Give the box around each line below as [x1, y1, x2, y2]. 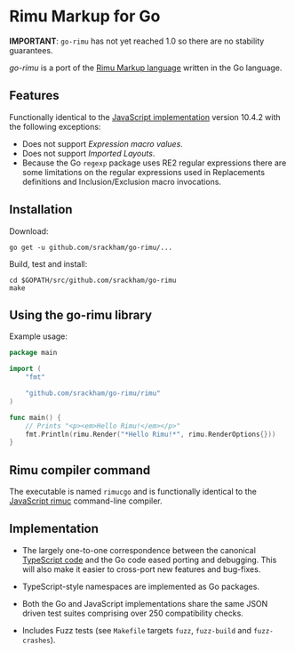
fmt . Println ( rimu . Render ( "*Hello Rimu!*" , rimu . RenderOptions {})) [25, 430, 276, 439]
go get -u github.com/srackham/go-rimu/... [9, 243, 173, 252]
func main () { [9, 413, 62, 422]
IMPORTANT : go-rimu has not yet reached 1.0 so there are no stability [9, 36, 265, 46]
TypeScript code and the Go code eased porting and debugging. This [21, 554, 277, 565]
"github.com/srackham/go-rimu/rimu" [25, 389, 162, 398]
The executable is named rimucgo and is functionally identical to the [9, 487, 258, 497]
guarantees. [9, 44, 53, 55]
